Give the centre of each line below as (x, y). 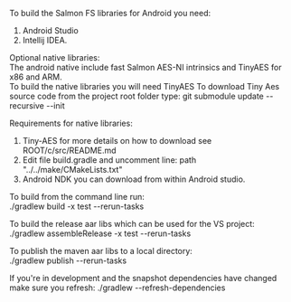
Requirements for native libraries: (71, 123)
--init (56, 106)
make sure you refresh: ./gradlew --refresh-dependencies (117, 288)
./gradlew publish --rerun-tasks (68, 260)
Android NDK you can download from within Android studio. (134, 179)
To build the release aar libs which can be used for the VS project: (132, 224)
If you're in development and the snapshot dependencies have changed (143, 278)
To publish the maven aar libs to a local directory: (101, 251)
